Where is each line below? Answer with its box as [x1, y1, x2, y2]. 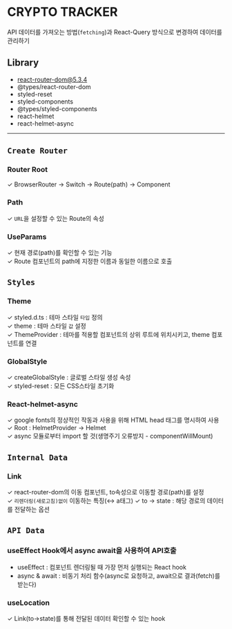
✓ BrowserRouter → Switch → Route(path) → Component [7, 180, 171, 188]
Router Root [7, 165, 48, 175]
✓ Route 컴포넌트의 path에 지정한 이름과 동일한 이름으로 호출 [7, 257, 173, 266]
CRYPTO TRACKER [7, 4, 118, 20]
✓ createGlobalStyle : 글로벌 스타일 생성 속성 [7, 374, 131, 382]
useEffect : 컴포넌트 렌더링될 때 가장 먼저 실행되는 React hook [17, 563, 186, 571]
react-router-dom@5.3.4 [17, 75, 88, 84]
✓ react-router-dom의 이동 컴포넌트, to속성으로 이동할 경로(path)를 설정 [7, 488, 204, 496]
